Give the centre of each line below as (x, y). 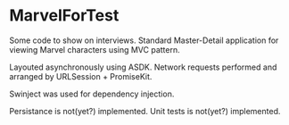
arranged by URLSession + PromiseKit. (81, 76)
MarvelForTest (64, 16)
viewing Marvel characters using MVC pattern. (95, 49)
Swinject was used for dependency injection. (92, 94)
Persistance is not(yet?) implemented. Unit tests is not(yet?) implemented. (145, 111)
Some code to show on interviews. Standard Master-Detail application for (144, 40)
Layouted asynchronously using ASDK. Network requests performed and (143, 67)
